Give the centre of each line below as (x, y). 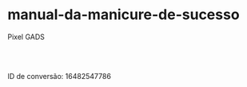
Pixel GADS (26, 37)
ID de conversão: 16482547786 (59, 76)
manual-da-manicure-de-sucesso (124, 15)
